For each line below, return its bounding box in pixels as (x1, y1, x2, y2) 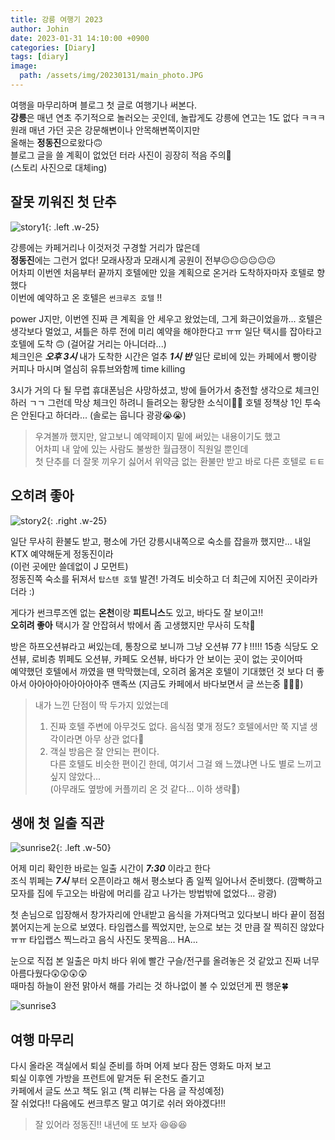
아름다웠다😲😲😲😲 (10, 967, 88, 980)
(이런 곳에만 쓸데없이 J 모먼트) (10, 560, 129, 572)
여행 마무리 (10, 1031, 75, 1048)
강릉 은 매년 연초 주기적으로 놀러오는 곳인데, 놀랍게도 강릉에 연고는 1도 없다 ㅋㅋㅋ (10, 111, 326, 123)
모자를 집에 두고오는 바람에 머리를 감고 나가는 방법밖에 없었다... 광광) (10, 887, 278, 900)
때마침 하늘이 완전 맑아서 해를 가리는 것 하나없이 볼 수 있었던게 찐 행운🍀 (10, 980, 289, 992)
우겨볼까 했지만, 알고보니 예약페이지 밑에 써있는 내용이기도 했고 (34, 430, 282, 442)
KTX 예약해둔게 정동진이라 (10, 547, 114, 560)
